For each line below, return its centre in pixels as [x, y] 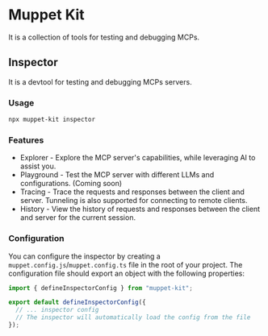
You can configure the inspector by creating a [85, 256]
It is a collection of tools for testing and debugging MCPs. [104, 37]
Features [26, 140]
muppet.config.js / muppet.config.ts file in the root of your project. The [126, 264]
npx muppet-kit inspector [52, 120]
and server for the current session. [77, 218]
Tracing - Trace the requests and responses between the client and [132, 192]
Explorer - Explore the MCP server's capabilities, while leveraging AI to [138, 158]
